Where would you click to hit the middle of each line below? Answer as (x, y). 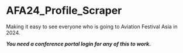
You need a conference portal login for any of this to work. (79, 44)
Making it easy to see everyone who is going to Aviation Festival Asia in (92, 26)
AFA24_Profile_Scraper (64, 11)
